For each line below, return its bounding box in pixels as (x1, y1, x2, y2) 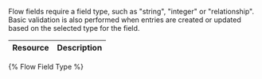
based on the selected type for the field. (8, 24, 140, 32)
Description (57, 43, 103, 53)
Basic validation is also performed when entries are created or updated (8, 15, 241, 24)
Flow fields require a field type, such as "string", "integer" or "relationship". (8, 7, 255, 16)
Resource (12, 43, 49, 53)
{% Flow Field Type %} (8, 62, 84, 71)
